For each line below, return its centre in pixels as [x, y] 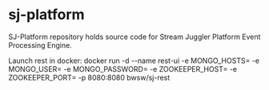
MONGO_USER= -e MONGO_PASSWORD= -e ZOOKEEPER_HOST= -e [123, 68]
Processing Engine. [40, 45]
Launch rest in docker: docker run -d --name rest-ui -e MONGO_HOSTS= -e [134, 61]
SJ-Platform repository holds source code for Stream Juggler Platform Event [134, 37]
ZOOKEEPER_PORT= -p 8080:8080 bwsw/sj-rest [89, 77]
